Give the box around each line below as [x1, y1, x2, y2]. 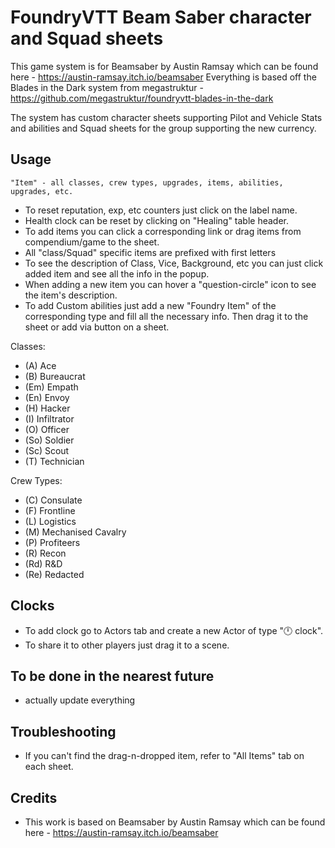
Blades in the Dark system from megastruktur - [10, 81, 204, 93]
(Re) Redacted [24, 568, 85, 580]
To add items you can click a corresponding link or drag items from [24, 225, 302, 237]
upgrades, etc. [10, 186, 74, 196]
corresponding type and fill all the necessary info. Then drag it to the [24, 310, 309, 322]
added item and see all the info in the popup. [24, 267, 210, 280]
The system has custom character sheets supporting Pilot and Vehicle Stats [10, 111, 323, 123]
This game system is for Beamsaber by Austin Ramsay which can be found [10, 60, 319, 72]
